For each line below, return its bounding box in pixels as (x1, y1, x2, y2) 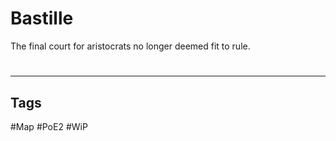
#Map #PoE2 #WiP (10, 120, 88, 132)
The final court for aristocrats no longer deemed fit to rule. (10, 40, 251, 52)
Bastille (10, 7, 74, 30)
